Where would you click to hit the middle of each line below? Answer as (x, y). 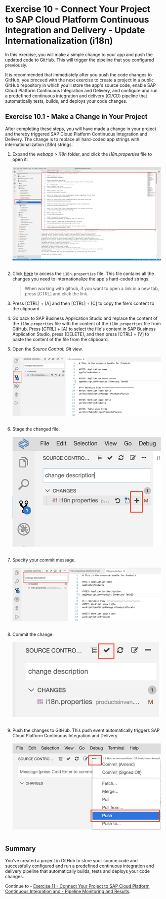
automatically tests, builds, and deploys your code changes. (66, 101)
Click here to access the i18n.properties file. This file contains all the (83, 274)
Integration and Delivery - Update (75, 30)
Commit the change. (33, 634)
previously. (16, 65)
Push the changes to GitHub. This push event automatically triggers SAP (86, 730)
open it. (20, 159)
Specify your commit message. (44, 560)
